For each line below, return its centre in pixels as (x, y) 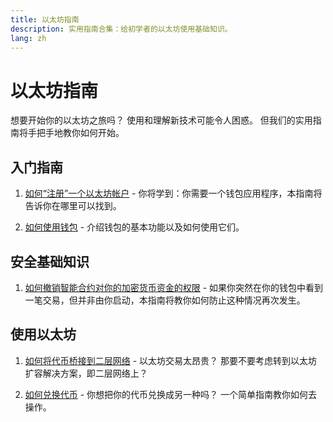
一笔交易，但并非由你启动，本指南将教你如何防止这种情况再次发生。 (165, 300)
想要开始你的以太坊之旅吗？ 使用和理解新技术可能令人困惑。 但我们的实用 (161, 120)
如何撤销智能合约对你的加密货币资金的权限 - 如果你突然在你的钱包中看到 (174, 287)
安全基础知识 (50, 261)
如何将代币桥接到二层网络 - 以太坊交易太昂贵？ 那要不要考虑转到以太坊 (171, 360)
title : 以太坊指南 (45, 19)
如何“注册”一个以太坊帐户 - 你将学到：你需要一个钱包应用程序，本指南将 (173, 193)
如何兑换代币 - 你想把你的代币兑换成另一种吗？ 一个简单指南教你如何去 (171, 394)
